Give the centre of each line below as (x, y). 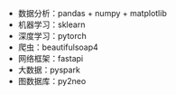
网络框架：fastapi (51, 58)
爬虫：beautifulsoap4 (58, 47)
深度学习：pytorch (52, 36)
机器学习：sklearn (51, 24)
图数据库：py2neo (52, 81)
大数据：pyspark (49, 70)
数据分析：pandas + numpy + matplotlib (92, 13)
